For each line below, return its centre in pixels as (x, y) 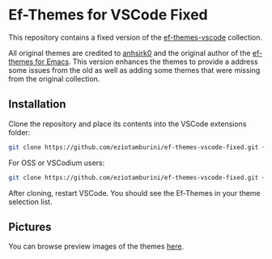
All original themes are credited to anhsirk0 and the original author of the (130, 53)
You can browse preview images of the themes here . (96, 246)
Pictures (30, 227)
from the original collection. (54, 79)
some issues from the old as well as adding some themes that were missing (134, 70)
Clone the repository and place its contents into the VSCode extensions (127, 124)
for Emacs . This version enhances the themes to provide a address (147, 62)
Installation (37, 104)
